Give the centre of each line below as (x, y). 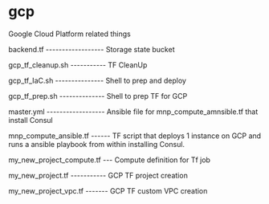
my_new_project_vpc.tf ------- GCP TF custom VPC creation (108, 190)
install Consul (31, 120)
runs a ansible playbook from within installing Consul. (97, 144)
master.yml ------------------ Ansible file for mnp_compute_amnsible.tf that (133, 112)
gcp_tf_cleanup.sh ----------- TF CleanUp (78, 65)
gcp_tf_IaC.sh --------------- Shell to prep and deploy (98, 80)
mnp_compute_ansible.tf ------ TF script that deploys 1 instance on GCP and (135, 136)
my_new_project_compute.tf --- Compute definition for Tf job (110, 160)
